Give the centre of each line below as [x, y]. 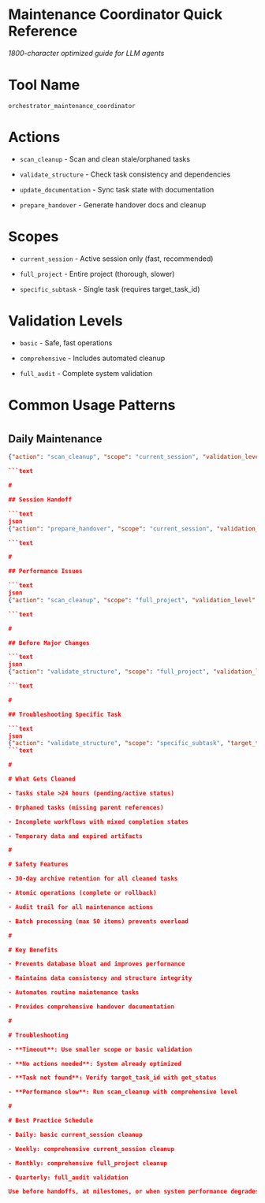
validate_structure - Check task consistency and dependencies [125, 174]
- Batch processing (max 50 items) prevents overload [99, 921]
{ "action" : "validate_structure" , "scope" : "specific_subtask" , [116, 743]
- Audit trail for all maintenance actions [81, 907]
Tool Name [44, 85]
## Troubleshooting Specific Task [65, 714]
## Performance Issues [45, 572]
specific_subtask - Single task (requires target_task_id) [110, 289]
